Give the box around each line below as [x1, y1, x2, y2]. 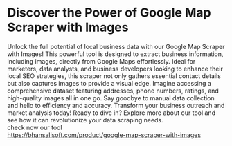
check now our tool [7, 123, 62, 131]
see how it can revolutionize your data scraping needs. [7, 116, 164, 124]
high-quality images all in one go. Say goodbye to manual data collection [7, 93, 215, 102]
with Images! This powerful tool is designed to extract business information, [7, 50, 224, 58]
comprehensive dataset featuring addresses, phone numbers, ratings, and [7, 86, 220, 95]
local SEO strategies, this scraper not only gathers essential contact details [7, 71, 222, 80]
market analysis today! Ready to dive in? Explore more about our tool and [7, 109, 216, 117]
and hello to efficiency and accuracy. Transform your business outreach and [7, 101, 225, 109]
